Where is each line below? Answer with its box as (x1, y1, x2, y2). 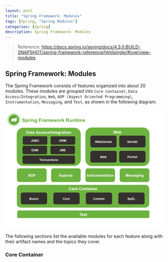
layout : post (5, 8, 33, 13)
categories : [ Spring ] (5, 24, 51, 29)
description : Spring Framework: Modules (5, 29, 92, 35)
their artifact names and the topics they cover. (5, 238, 101, 244)
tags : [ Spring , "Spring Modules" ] (5, 19, 78, 24)
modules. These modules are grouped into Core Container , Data (5, 88, 137, 94)
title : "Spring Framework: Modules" (5, 13, 82, 19)
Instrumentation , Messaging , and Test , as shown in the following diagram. (5, 98, 157, 104)
